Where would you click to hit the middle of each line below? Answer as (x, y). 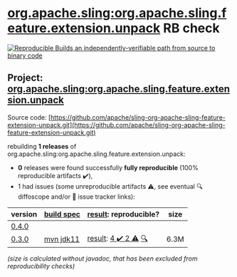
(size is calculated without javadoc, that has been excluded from (102, 258)
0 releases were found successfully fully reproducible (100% (108, 167)
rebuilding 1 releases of (42, 146)
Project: (25, 78)
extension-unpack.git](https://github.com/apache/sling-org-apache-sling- (116, 125)
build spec (62, 214)
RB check (191, 28)
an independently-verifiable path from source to (145, 48)
